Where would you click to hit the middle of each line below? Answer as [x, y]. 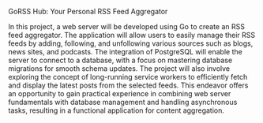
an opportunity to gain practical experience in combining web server [120, 93]
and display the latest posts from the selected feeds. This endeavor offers [128, 85]
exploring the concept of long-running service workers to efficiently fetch [128, 77]
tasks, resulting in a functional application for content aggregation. [116, 110]
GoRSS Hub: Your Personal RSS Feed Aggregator [88, 11]
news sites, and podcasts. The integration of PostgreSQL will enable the [125, 52]
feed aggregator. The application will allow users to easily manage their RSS [131, 35]
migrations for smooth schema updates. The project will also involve [119, 69]
